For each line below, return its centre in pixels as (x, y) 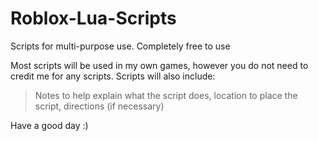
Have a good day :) (49, 125)
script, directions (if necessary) (99, 106)
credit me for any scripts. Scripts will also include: (113, 76)
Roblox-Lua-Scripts (93, 18)
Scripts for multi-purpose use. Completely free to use (120, 46)
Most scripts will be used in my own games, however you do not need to (159, 65)
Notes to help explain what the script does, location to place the (166, 95)
